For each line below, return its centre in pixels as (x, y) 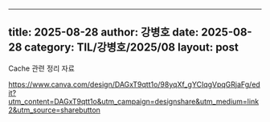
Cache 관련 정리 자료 (41, 68)
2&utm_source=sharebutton (54, 110)
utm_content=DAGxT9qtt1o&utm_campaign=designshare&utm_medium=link (134, 101)
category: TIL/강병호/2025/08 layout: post (131, 48)
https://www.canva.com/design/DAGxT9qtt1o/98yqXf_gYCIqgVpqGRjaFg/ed (135, 84)
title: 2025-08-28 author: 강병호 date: (104, 33)
